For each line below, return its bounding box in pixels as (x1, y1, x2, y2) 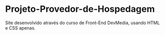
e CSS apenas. (5, 25, 36, 31)
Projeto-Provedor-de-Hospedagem (5, 3, 155, 15)
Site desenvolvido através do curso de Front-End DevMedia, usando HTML (5, 20, 160, 26)
